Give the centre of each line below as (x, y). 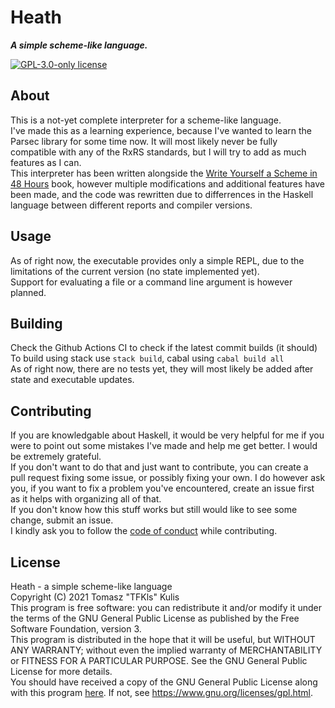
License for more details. (61, 671)
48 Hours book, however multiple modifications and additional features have (168, 183)
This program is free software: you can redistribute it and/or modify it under (166, 607)
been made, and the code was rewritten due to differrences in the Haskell (162, 194)
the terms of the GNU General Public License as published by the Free (155, 618)
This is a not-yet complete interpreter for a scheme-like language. (146, 120)
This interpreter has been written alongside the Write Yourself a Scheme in (164, 173)
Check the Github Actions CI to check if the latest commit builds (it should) (164, 348)
